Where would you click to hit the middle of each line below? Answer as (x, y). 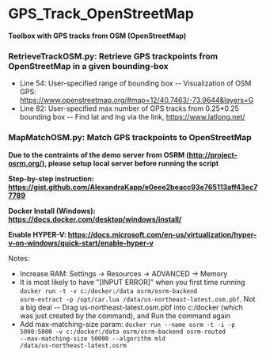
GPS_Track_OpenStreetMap (101, 14)
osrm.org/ (25, 163)
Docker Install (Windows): (52, 211)
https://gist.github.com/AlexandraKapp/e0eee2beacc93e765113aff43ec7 (133, 187)
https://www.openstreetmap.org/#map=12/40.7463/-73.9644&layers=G (137, 101)
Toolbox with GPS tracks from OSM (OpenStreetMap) (97, 36)
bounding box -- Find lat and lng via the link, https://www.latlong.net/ (132, 117)
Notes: (19, 258)
